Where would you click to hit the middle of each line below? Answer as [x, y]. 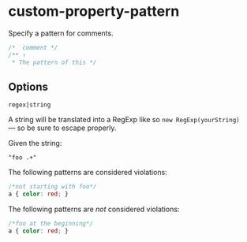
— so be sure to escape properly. [62, 128]
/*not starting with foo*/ [52, 187]
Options [28, 86]
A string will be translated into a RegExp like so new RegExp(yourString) [124, 120]
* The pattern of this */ [54, 62]
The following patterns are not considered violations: [94, 209]
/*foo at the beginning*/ [51, 224]
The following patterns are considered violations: [88, 173]
